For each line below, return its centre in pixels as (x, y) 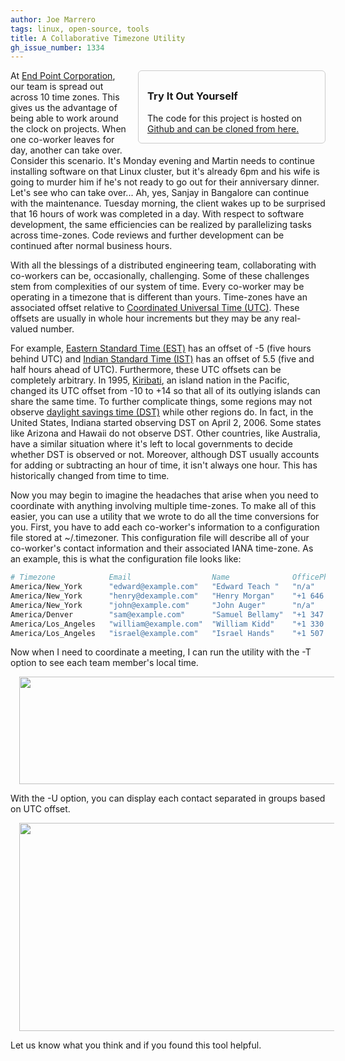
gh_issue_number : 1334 (57, 47)
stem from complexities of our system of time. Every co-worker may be (157, 287)
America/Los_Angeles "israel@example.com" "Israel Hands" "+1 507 (167, 633)
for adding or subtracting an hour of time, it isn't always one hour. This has (164, 465)
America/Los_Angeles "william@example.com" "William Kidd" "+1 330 (167, 624)
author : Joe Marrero (53, 19)
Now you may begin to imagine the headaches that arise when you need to (164, 495)
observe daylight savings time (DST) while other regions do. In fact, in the (162, 412)
